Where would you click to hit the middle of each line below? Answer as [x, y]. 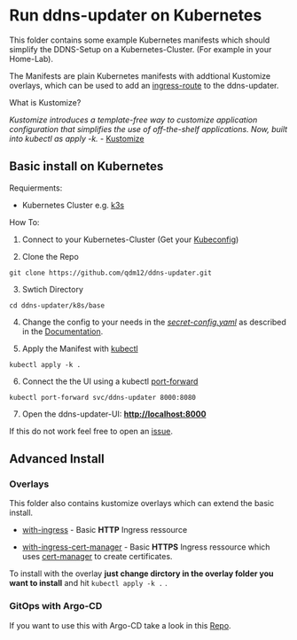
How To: [24, 222]
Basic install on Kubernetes [86, 166]
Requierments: [36, 188]
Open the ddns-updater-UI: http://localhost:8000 [114, 414]
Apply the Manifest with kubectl [80, 348]
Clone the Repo [51, 256]
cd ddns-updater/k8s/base [57, 305]
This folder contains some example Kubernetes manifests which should [140, 40]
